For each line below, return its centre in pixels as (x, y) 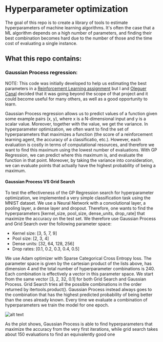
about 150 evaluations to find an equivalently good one (60, 334)
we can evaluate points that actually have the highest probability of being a (81, 165)
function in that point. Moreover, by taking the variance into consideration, (80, 160)
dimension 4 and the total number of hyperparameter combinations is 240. (80, 268)
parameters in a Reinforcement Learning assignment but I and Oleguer (76, 88)
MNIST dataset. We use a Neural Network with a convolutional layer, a (75, 203)
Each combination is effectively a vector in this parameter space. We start (79, 274)
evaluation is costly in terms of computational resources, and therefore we (80, 145)
